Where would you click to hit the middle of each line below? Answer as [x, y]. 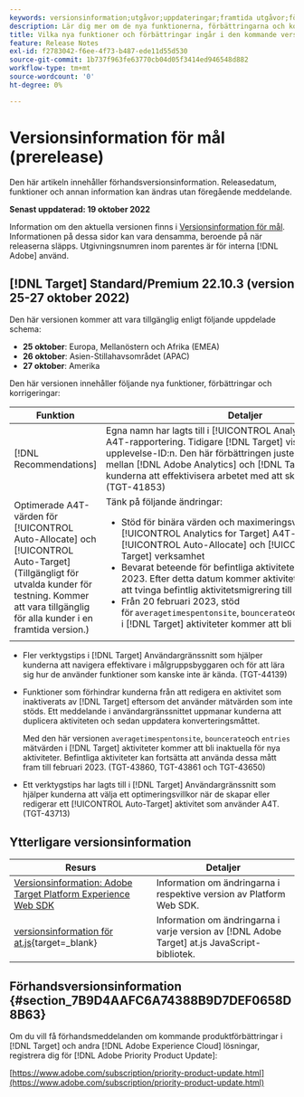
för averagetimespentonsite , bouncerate [204, 613]
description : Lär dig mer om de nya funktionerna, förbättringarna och [147, 26]
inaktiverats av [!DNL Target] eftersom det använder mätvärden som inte [157, 702]
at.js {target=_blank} [56, 943]
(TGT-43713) [46, 814]
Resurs [81, 867]
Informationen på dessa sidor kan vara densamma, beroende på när [136, 236]
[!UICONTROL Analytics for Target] [195, 534]
